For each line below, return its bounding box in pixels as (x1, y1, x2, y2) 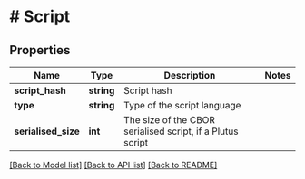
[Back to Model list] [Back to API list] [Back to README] (9, 160, 218, 170)
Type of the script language (123, 99, 241, 111)
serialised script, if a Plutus (123, 125, 239, 137)
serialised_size (14, 125, 80, 137)
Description (163, 70, 216, 81)
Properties (9, 42, 71, 58)
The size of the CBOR (123, 114, 216, 126)
